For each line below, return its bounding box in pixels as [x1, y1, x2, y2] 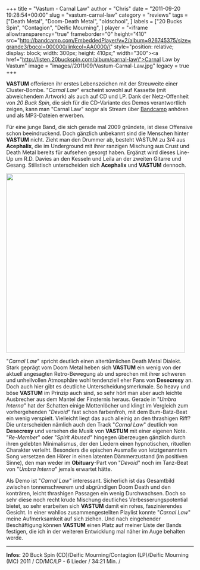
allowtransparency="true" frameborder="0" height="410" [6, 30, 147, 38]
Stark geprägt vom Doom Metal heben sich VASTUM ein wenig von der [6, 364, 182, 371]
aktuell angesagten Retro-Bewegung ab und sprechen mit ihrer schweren [6, 370, 186, 377]
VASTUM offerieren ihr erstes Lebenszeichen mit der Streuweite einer [6, 80, 179, 87]
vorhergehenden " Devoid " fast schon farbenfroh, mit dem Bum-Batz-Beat [6, 409, 187, 415]
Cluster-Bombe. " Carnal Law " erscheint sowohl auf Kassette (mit [6, 87, 167, 93]
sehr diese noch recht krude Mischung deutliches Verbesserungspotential [6, 496, 188, 503]
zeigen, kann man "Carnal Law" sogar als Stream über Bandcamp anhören [6, 106, 189, 112]
